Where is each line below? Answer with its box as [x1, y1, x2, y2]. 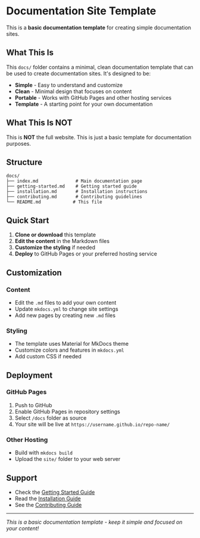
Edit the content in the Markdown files [14, 238, 110, 245]
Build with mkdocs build [14, 449, 73, 456]
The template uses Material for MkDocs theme [14, 340, 129, 348]
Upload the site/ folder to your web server [14, 456, 121, 463]
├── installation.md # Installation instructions [6, 189, 148, 195]
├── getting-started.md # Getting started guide [6, 183, 137, 189]
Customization [6, 268, 62, 278]
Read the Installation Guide [14, 494, 82, 502]
